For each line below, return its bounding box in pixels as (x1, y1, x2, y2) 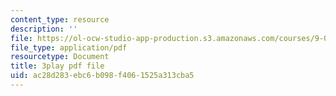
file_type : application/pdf (10, 42, 128, 53)
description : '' (10, 24, 78, 34)
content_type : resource (10, 14, 110, 25)
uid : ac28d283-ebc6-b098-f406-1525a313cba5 (10, 71, 195, 81)
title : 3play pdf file (10, 61, 105, 71)
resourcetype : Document (10, 52, 110, 62)
